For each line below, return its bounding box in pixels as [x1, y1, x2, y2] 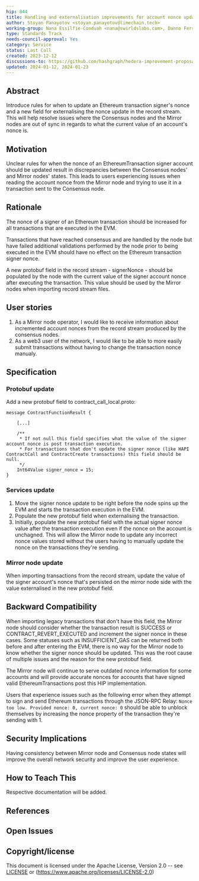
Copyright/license [6, 846, 75, 856]
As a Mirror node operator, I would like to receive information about [14, 318, 179, 326]
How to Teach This [6, 773, 76, 783]
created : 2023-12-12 [6, 53, 57, 59]
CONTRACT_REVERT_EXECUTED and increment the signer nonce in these [6, 630, 188, 637]
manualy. [14, 350, 37, 357]
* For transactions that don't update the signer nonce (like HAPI [19, 446, 190, 452]
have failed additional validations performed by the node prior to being [6, 242, 178, 250]
